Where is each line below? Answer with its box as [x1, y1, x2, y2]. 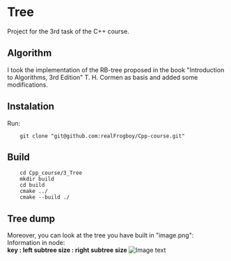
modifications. [7, 81, 49, 89]
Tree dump [7, 212, 56, 224]
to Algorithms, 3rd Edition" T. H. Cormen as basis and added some [7, 73, 198, 81]
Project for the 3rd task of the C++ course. [7, 27, 130, 35]
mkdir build [19, 176, 54, 183]
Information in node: [7, 239, 65, 247]
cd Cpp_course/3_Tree [19, 169, 82, 177]
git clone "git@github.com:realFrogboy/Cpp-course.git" [19, 133, 186, 140]
